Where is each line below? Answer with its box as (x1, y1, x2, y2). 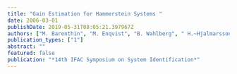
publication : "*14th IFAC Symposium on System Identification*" (7, 56, 200, 63)
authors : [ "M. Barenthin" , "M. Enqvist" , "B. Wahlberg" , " (7, 30, 185, 37)
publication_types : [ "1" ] (7, 37, 83, 44)
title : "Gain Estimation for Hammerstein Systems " (7, 10, 162, 18)
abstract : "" (7, 43, 46, 50)
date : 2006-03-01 (7, 17, 59, 24)
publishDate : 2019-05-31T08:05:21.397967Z (7, 23, 134, 30)
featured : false (7, 50, 55, 57)
